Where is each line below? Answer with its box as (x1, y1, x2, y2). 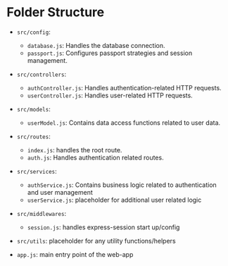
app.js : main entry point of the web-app (16, 250, 134, 258)
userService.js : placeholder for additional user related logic (27, 195, 202, 204)
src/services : (16, 167, 57, 175)
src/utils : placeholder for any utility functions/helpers (16, 236, 177, 245)
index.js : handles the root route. (27, 145, 122, 154)
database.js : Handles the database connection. (27, 41, 166, 49)
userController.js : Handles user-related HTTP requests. (27, 91, 193, 99)
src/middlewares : (16, 209, 67, 217)
